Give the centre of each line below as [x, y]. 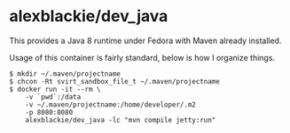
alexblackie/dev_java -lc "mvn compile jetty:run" [121, 120]
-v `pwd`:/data [53, 97]
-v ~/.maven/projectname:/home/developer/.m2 [111, 104]
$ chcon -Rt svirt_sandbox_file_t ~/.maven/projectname [114, 81]
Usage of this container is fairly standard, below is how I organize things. [142, 57]
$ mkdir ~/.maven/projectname [65, 74]
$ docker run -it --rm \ [55, 89]
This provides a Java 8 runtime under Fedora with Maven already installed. [145, 41]
